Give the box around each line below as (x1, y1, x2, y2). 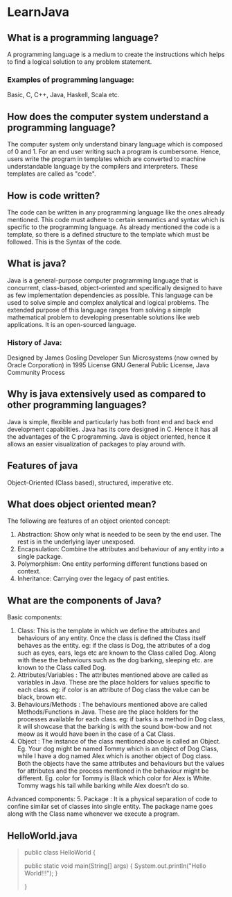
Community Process (7, 369, 66, 377)
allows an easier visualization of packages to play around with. (7, 439, 186, 448)
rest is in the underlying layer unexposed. (17, 537, 136, 546)
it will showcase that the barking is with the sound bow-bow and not (17, 723, 213, 731)
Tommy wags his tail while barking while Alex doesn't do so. (17, 782, 189, 790)
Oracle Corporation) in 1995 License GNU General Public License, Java (7, 361, 210, 369)
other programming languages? (7, 399, 147, 411)
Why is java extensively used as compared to (7, 388, 206, 400)
